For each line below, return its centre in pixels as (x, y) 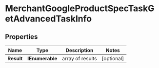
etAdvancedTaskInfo (48, 19)
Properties (21, 37)
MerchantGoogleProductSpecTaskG (80, 8)
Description (79, 50)
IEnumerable (42, 59)
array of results (79, 59)
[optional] (113, 59)
